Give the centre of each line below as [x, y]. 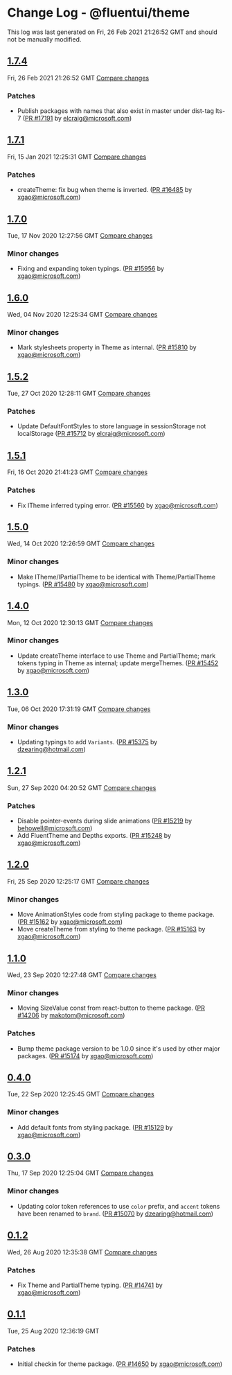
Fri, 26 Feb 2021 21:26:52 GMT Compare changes [78, 78]
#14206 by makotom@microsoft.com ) [71, 1015]
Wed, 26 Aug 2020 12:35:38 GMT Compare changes [82, 1252]
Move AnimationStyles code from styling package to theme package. [116, 914]
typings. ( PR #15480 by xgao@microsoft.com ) [83, 584]
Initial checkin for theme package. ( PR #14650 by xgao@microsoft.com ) [120, 1364]
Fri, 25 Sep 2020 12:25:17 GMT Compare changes [78, 881]
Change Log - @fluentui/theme [99, 13]
